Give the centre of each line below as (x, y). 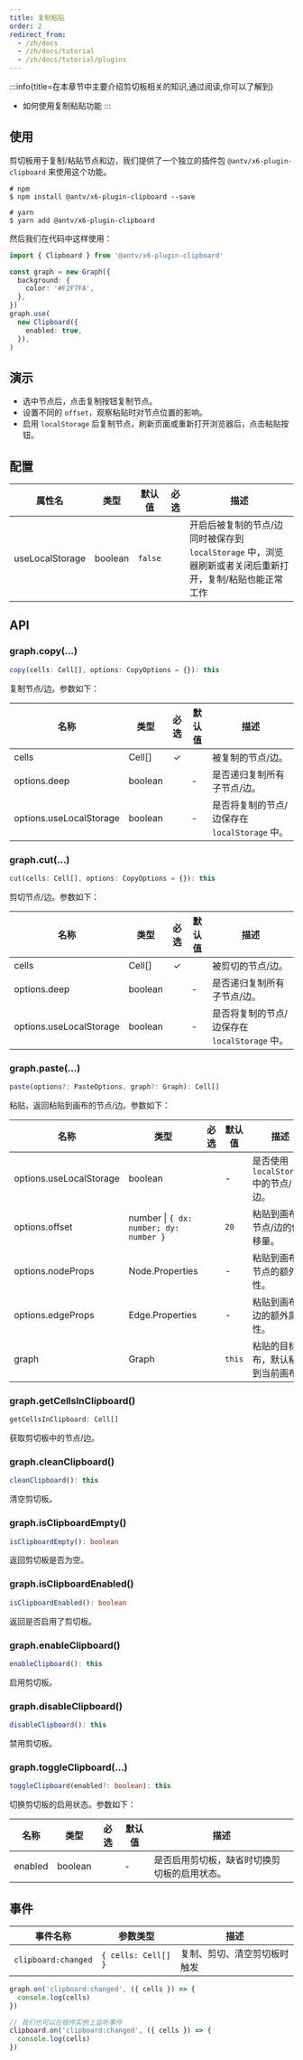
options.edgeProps (54, 1315)
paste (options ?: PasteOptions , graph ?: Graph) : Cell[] (115, 1087)
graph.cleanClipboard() (62, 1462)
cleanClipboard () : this (54, 1481)
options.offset (43, 1227)
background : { (44, 280)
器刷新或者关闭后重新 (234, 566)
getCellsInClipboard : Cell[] (64, 1419)
